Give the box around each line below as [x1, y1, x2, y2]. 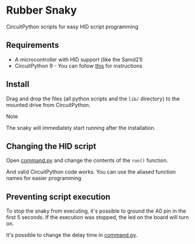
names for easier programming [6, 175, 82, 182]
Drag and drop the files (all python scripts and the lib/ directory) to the [6, 95, 180, 102]
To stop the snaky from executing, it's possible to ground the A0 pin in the [6, 207, 186, 214]
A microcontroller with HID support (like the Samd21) [14, 56, 143, 63]
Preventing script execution [6, 191, 110, 201]
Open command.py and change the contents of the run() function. [6, 157, 168, 164]
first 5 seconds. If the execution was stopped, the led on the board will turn [6, 214, 189, 221]
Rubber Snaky [6, 4, 77, 17]
